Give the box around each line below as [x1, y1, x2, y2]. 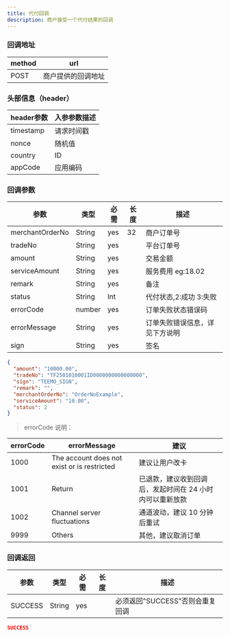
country [10, 151, 36, 160]
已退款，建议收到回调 [139, 474, 208, 484]
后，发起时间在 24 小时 [139, 484, 214, 494]
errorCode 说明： [23, 423, 73, 432]
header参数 [10, 113, 49, 123]
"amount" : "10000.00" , [13, 366, 78, 373]
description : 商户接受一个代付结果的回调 [7, 16, 114, 23]
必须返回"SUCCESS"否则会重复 [115, 596, 216, 605]
